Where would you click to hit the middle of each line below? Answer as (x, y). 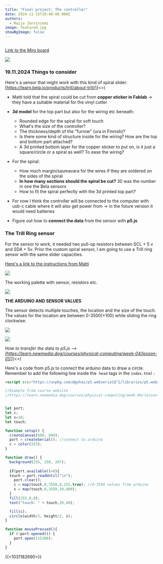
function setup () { (25, 431)
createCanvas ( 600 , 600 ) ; (34, 435)
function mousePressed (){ (31, 529)
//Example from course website (37, 391)
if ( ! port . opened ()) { (32, 534)
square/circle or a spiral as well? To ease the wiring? (72, 152)
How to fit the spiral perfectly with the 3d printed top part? (77, 192)
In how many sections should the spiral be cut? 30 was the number (88, 181)
